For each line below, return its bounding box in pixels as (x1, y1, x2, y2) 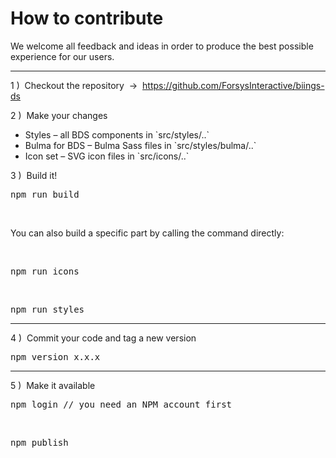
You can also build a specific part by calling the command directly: (10, 227, 285, 239)
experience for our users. (10, 50, 115, 62)
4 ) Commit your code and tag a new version (10, 332, 197, 344)
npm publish (10, 437, 69, 448)
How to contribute (10, 7, 164, 30)
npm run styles (10, 303, 85, 315)
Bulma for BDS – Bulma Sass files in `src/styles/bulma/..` (24, 139, 257, 151)
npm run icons (10, 265, 80, 277)
